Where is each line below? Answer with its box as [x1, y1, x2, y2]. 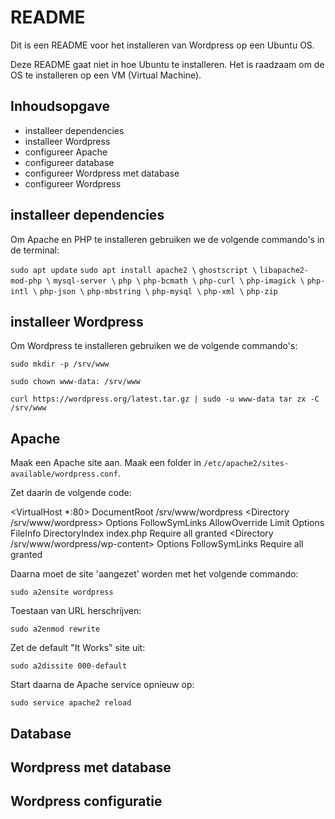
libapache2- [259, 265, 310, 275]
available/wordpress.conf [10, 469, 118, 480]
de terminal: [10, 244, 60, 256]
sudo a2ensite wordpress [10, 587, 114, 598]
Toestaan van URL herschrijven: [10, 605, 142, 617]
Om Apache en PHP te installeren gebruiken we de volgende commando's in [10, 233, 325, 245]
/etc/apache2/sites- [203, 459, 290, 469]
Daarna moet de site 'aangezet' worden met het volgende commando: [10, 568, 299, 580]
